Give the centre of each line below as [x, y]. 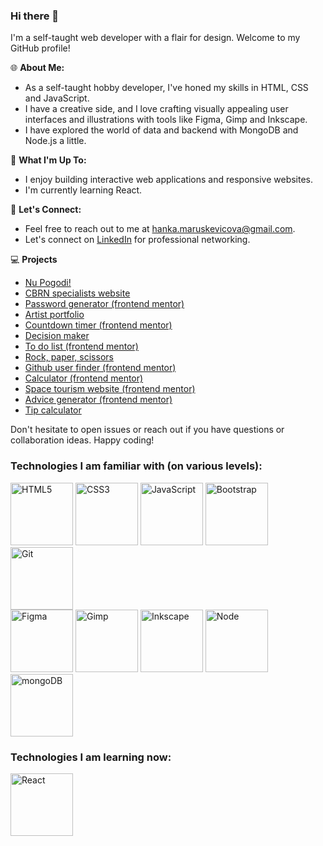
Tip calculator [53, 410]
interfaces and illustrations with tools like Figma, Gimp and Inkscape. [166, 120]
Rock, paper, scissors [69, 357]
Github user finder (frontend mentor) [100, 368]
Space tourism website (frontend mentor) [110, 389]
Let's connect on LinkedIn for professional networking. [137, 240]
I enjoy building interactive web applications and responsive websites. [169, 180]
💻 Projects [34, 260]
